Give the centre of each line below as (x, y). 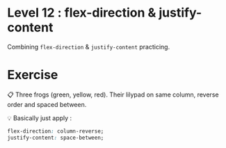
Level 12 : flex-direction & (82, 13)
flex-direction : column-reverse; (56, 131)
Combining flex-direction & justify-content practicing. (89, 47)
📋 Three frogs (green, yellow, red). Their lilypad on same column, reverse (113, 94)
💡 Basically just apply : (40, 118)
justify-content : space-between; (56, 138)
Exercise (33, 75)
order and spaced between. (47, 104)
